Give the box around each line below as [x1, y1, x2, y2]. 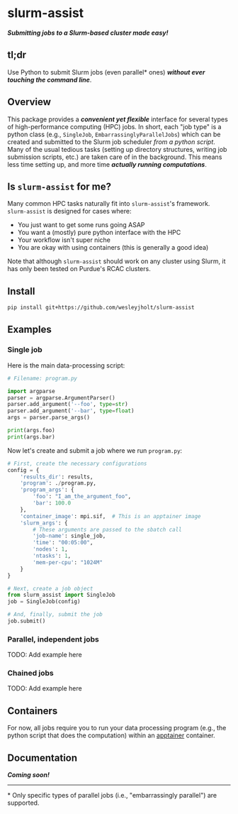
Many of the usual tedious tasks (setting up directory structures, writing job [7, 145, 227, 153]
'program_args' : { [20, 486, 74, 494]
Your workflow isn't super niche [17, 236, 111, 244]
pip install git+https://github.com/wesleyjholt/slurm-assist [7, 304, 195, 312]
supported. [7, 798, 40, 807]
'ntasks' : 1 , [33, 552, 72, 559]
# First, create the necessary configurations [7, 460, 147, 467]
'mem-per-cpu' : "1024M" [33, 559, 103, 566]
